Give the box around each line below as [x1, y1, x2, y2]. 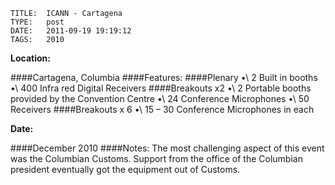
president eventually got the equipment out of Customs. [10, 164, 241, 175]
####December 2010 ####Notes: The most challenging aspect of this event [10, 142, 325, 154]
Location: [10, 52, 51, 64]
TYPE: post [10, 17, 65, 27]
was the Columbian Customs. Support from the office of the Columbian [10, 153, 303, 164]
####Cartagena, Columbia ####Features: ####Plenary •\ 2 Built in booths [10, 72, 318, 83]
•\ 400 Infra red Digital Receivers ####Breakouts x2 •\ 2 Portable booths [10, 82, 312, 94]
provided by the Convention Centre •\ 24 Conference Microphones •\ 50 [10, 93, 310, 104]
